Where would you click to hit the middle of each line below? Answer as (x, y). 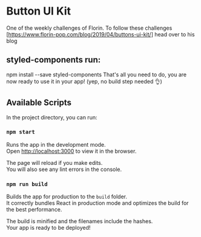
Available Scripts (39, 103)
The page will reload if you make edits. (54, 162)
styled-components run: (54, 60)
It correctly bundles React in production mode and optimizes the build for (97, 203)
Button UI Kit (39, 11)
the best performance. (34, 210)
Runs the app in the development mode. (56, 144)
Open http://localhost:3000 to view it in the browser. (71, 151)
